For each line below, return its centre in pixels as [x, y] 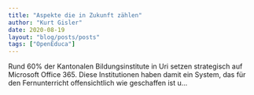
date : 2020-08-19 [37, 30]
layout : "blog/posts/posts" [54, 37]
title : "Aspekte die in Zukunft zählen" [75, 15]
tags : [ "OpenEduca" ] [42, 44]
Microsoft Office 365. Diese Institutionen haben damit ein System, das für [127, 75]
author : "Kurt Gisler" [45, 23]
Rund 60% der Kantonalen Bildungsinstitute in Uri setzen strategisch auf [125, 66]
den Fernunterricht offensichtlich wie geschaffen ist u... [98, 83]
